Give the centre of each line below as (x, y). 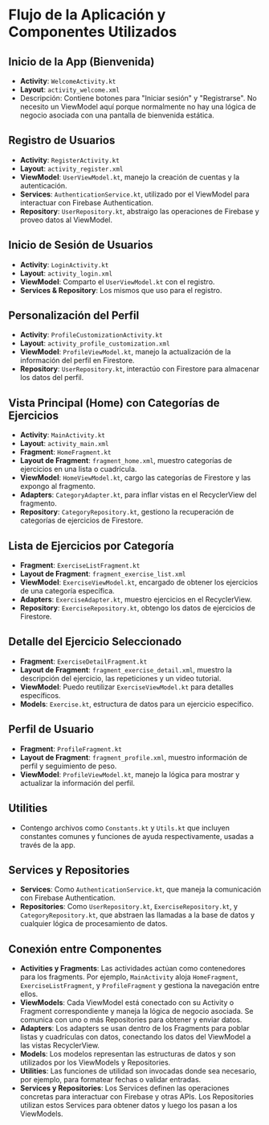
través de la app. (48, 845)
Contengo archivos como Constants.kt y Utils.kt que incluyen (125, 828)
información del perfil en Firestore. (77, 361)
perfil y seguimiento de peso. (68, 766)
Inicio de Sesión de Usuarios (81, 245)
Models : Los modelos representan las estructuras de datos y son (128, 1054)
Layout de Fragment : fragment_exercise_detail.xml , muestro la (126, 669)
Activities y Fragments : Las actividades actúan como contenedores (133, 969)
